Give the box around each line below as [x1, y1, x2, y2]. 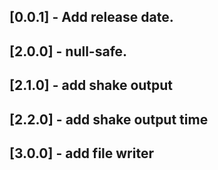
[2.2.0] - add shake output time [9, 111, 209, 128]
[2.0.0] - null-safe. [9, 43, 128, 60]
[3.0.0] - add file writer [9, 145, 154, 162]
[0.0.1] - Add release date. [9, 9, 174, 26]
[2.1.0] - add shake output [9, 77, 174, 94]
